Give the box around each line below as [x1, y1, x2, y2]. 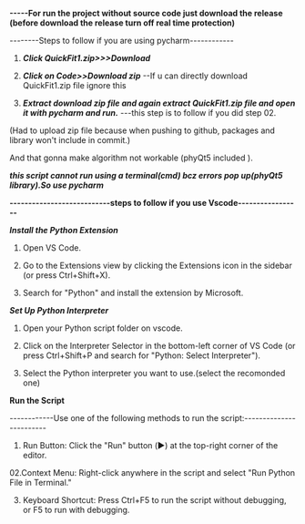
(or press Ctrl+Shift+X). [22, 270, 111, 281]
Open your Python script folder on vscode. [22, 323, 184, 334]
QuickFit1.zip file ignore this [22, 80, 127, 90]
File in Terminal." [9, 478, 72, 488]
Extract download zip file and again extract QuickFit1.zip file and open [22, 98, 296, 108]
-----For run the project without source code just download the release [9, 8, 283, 18]
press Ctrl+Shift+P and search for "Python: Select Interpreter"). [22, 350, 261, 361]
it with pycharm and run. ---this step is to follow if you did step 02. [22, 108, 277, 118]
